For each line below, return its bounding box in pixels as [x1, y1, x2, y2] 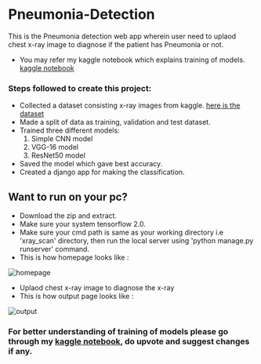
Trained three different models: [19, 126, 120, 135]
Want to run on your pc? [8, 190, 128, 203]
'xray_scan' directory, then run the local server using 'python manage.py [19, 236, 254, 246]
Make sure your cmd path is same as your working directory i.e [19, 227, 224, 237]
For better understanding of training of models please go [8, 326, 229, 337]
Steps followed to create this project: [8, 82, 152, 93]
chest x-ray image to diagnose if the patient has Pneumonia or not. [8, 39, 224, 49]
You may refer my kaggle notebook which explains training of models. [19, 55, 245, 64]
